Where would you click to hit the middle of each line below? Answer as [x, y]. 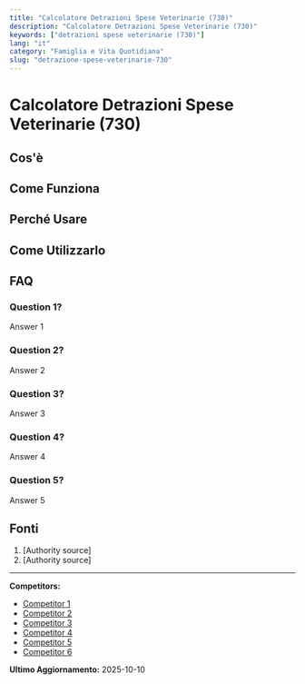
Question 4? [37, 437]
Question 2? [37, 351]
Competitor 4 [47, 633]
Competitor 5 [47, 642]
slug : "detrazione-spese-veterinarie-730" [91, 60]
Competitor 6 [47, 652]
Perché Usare [49, 219]
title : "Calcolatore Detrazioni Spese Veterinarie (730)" [121, 18]
